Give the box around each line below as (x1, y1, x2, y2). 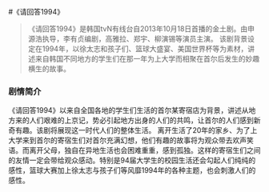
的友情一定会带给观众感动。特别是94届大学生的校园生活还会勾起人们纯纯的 (8, 155, 256, 166)
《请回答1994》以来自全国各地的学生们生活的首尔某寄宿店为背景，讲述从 (8, 106, 250, 115)
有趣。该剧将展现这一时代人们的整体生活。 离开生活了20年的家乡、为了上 (14, 126, 258, 135)
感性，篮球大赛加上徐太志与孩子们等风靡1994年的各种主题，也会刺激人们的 (8, 166, 256, 175)
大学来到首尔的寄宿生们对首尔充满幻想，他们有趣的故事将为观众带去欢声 (8, 135, 247, 146)
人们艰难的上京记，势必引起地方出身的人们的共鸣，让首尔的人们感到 (29, 115, 254, 126)
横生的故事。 (27, 64, 70, 74)
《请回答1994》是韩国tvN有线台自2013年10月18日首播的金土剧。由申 (27, 24, 255, 34)
